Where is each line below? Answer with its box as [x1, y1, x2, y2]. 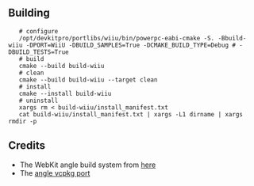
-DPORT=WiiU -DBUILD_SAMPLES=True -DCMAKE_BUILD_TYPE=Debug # [25, 41, 237, 49]
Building [8, 6, 50, 20]
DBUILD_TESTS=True [8, 47, 69, 56]
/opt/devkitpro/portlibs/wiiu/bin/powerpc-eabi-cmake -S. [18, 34, 215, 42]
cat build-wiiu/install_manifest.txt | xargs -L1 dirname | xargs [18, 110, 244, 118]
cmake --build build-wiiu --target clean [18, 75, 158, 84]
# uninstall [18, 97, 59, 104]
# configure [18, 27, 59, 35]
